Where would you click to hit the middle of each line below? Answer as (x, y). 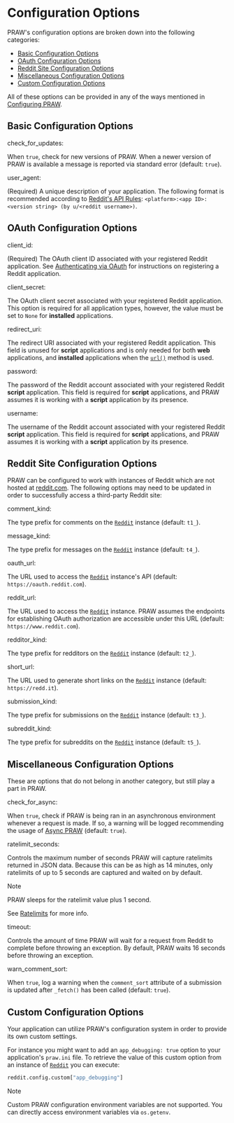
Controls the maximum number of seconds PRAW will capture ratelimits (110, 858)
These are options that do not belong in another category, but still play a (111, 781)
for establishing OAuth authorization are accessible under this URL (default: (116, 619)
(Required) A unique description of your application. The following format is (116, 191)
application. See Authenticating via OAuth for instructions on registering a (113, 266)
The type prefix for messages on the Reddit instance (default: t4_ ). (104, 550)
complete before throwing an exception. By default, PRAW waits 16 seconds (116, 948)
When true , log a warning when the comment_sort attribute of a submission (115, 983)
